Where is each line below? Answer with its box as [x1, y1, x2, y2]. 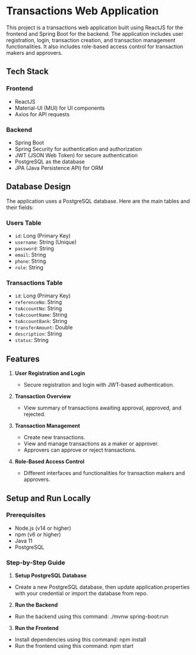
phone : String [14, 257, 46, 265]
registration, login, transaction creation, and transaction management [6, 36, 176, 44]
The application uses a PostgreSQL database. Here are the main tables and [6, 197, 190, 204]
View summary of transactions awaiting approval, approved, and [23, 404, 182, 412]
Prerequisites [6, 511, 46, 519]
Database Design [6, 182, 71, 192]
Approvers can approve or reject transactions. [23, 446, 137, 454]
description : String [14, 330, 62, 337]
